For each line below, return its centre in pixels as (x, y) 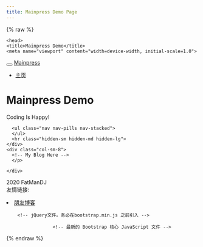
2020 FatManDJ (26, 182)
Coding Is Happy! (28, 117)
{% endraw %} (25, 238)
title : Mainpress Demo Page (42, 12)
